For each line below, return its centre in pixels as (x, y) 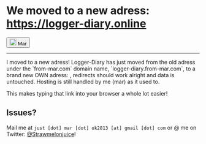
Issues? (21, 113)
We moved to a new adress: (78, 11)
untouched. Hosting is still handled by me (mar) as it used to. (83, 81)
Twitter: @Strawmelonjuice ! (41, 134)
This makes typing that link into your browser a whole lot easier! (87, 93)
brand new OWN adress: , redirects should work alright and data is (90, 75)
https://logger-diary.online (76, 24)
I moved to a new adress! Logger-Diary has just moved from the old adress (101, 62)
